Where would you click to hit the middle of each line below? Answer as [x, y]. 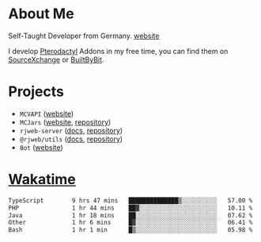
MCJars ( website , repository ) [65, 122]
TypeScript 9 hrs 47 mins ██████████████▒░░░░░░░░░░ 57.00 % [130, 200]
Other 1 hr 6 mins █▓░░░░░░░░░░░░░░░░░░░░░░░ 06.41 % [130, 223]
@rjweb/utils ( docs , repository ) [71, 139]
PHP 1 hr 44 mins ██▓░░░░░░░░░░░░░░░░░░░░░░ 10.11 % [130, 208]
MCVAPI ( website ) [47, 113]
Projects [36, 92]
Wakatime [42, 180]
